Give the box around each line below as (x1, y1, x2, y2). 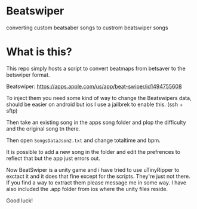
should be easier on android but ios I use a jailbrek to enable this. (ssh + (6, 101, 183, 108)
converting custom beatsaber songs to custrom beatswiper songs (6, 24, 168, 31)
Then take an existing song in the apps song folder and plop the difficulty (6, 119, 186, 126)
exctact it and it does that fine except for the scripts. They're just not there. (6, 172, 191, 180)
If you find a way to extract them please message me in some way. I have (6, 178, 187, 186)
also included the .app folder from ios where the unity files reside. (6, 185, 168, 192)
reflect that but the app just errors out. (6, 155, 100, 162)
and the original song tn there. (6, 125, 81, 132)
